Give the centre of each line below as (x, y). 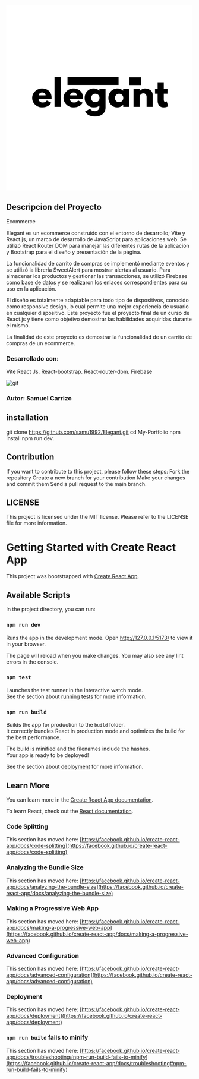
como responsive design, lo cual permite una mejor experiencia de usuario (97, 306)
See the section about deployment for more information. (75, 767)
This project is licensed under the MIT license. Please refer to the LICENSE (97, 517)
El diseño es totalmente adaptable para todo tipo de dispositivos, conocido (97, 300)
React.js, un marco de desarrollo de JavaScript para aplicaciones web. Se (97, 239)
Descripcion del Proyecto (54, 207)
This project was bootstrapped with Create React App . (73, 576)
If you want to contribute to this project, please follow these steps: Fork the (98, 471)
